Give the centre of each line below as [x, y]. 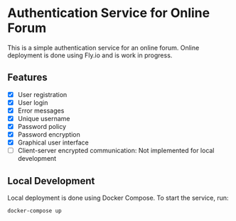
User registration [42, 94]
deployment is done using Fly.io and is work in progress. [90, 55]
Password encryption [49, 135]
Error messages [41, 110]
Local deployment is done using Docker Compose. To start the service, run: [118, 198]
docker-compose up [34, 211]
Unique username [44, 118]
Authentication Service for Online [109, 13]
